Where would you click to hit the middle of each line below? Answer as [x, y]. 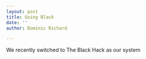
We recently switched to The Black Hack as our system [73, 50]
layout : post [22, 12]
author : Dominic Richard [37, 28]
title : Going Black [30, 17]
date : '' [17, 22]
